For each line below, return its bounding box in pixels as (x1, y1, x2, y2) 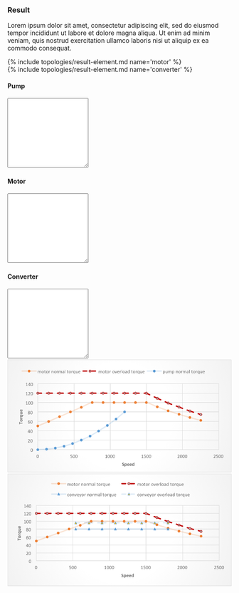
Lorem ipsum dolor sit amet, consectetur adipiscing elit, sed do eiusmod (7, 21, 219, 30)
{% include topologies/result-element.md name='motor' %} (7, 58, 182, 66)
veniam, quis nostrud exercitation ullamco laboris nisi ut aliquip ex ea (7, 36, 209, 45)
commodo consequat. (7, 44, 72, 53)
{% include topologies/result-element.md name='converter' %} (7, 66, 193, 74)
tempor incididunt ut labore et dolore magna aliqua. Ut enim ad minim (7, 29, 211, 37)
